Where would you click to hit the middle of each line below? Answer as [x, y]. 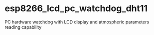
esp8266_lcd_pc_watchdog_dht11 [76, 9]
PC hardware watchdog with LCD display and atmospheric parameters [77, 22]
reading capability [23, 27]
